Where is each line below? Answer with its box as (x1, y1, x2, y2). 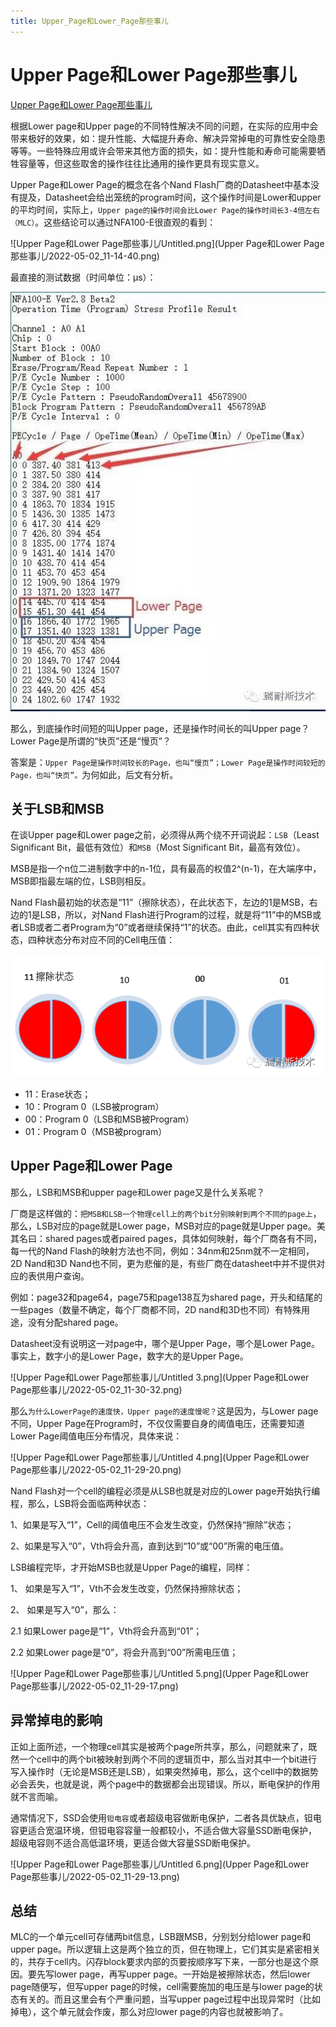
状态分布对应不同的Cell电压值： (44, 934, 176, 946)
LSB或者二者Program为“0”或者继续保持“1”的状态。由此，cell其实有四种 (18, 921, 312, 934)
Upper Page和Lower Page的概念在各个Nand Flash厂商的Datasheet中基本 (10, 178, 312, 190)
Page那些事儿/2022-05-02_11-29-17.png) (10, 1680, 179, 1692)
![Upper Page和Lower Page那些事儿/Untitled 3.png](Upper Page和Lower (10, 1371, 310, 1383)
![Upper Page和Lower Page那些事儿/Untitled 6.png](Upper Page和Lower (10, 1858, 310, 1870)
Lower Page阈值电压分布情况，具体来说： (10, 1430, 183, 1442)
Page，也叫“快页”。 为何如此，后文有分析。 (10, 768, 179, 780)
